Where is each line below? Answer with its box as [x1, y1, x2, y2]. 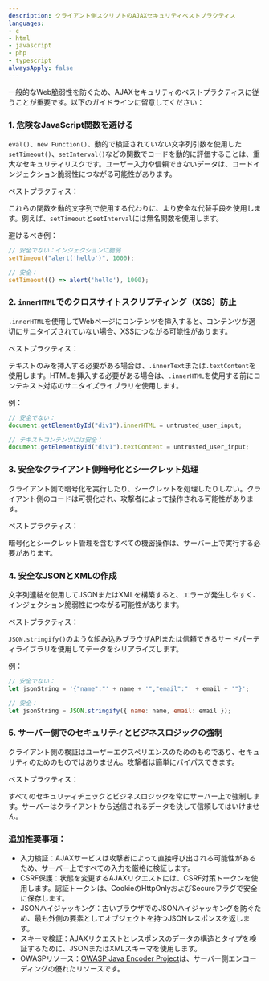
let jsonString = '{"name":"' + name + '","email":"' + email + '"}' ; [8, 684, 250, 692]
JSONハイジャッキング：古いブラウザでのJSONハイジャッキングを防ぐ [19, 904, 255, 913]
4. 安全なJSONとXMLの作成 [8, 570, 117, 581]
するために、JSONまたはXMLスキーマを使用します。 [26, 944, 202, 954]
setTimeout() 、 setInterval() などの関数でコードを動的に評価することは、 [8, 150, 253, 159]
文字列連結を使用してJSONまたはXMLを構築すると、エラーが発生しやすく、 [8, 589, 261, 599]
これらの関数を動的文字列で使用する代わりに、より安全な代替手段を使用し [8, 203, 255, 213]
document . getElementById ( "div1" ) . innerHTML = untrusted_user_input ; [8, 421, 243, 429]
